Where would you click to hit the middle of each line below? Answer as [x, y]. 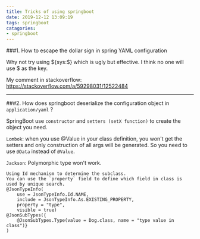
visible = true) [37, 210]
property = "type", [41, 205]
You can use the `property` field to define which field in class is [94, 179]
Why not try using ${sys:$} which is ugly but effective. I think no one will [95, 62]
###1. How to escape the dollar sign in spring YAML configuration [87, 50]
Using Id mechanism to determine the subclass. [66, 174]
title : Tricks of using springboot [50, 12]
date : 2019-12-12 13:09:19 [40, 17]
